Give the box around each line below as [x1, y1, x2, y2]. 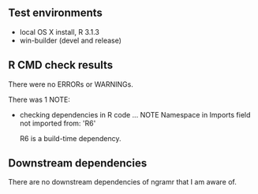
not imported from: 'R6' [19, 118, 96, 128]
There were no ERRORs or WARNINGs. [8, 79, 134, 89]
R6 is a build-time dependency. [19, 133, 122, 143]
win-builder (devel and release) [19, 35, 122, 45]
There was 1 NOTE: [8, 95, 71, 104]
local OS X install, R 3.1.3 [19, 27, 100, 36]
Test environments [8, 6, 103, 20]
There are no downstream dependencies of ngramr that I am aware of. [8, 177, 237, 187]
